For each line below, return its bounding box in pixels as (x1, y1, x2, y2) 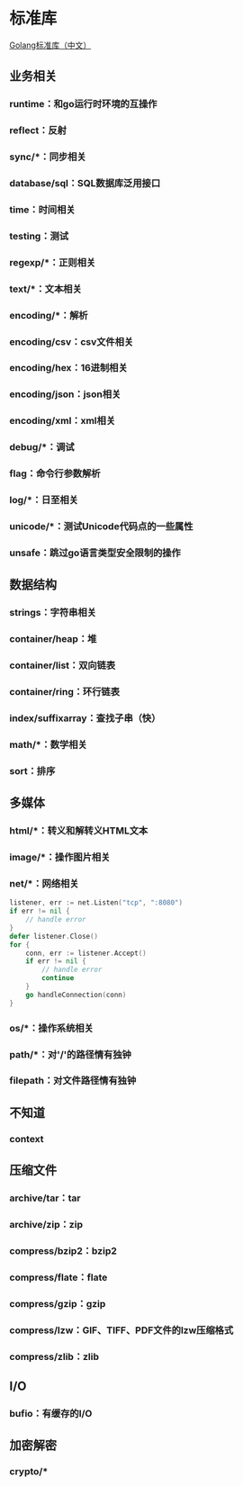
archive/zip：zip (9, 1218, 84, 1230)
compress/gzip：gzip (9, 1297, 106, 1310)
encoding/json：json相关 (9, 388, 121, 401)
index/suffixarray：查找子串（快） (9, 712, 161, 725)
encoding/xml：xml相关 (9, 415, 115, 428)
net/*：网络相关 (9, 877, 79, 889)
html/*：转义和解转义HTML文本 (9, 824, 148, 837)
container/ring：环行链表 (9, 686, 120, 698)
